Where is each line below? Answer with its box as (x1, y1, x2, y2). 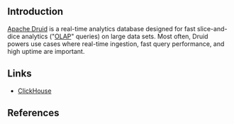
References (7, 107, 60, 119)
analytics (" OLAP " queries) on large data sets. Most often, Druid (21, 32, 208, 40)
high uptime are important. (7, 47, 85, 55)
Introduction (7, 6, 64, 18)
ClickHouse (17, 86, 52, 95)
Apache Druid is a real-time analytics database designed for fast (7, 24, 196, 33)
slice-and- (197, 24, 228, 33)
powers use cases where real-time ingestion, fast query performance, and (7, 39, 225, 48)
